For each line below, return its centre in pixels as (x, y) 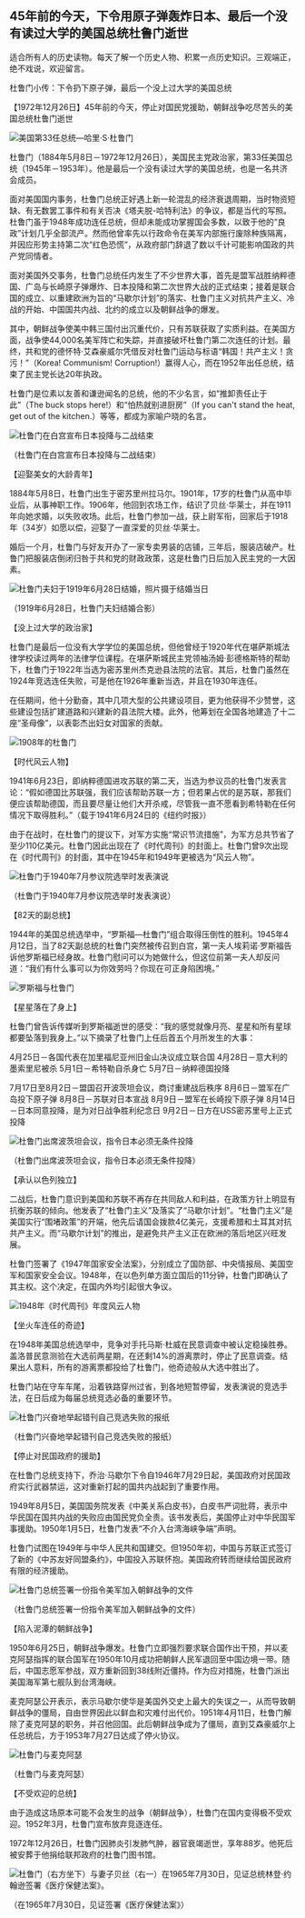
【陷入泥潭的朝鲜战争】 (53, 1628)
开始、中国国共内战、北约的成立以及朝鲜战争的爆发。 (124, 309)
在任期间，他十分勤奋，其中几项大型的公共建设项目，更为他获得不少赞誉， (148, 700)
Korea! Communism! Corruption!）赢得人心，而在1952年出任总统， (162, 363)
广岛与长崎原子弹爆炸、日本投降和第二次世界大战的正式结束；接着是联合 (160, 286)
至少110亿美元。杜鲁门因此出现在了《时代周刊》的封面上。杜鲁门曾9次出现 (149, 845)
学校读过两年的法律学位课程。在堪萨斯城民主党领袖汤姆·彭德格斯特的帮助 (153, 658)
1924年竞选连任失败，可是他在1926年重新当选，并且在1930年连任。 (136, 681)
